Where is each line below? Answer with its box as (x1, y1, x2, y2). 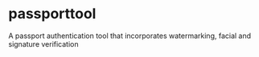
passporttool (8, 5, 97, 23)
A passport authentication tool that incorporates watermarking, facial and (8, 31, 252, 40)
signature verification (8, 39, 79, 48)
